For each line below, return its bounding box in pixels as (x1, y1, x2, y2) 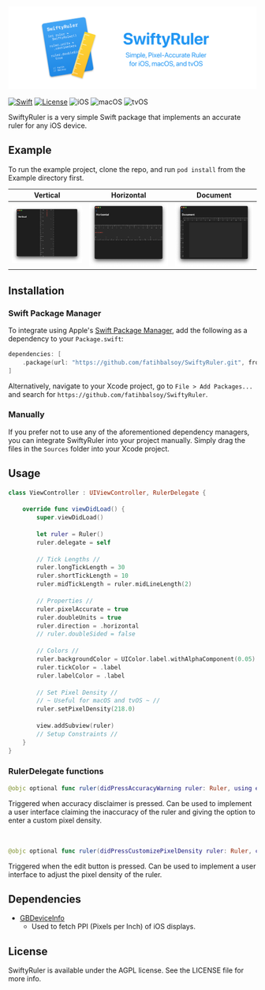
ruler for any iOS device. (8, 121, 88, 130)
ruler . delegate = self (36, 538, 111, 546)
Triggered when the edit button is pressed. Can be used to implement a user (8, 861, 256, 871)
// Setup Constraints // (36, 729, 118, 738)
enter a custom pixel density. (8, 816, 103, 825)
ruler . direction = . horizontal (36, 622, 140, 630)
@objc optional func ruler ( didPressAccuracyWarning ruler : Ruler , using (8, 784, 252, 792)
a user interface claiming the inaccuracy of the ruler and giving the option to (8, 807, 256, 816)
